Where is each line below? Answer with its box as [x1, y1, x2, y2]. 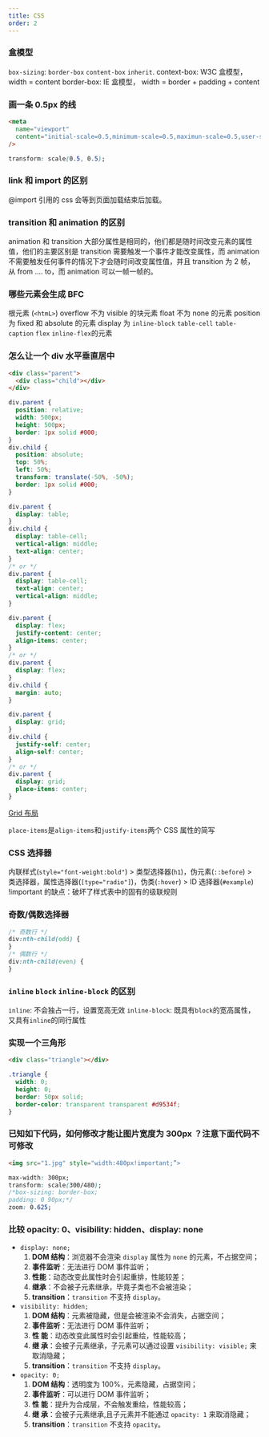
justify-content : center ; [15, 629, 102, 637]
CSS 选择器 [8, 847, 52, 859]
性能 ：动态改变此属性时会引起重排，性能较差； [31, 1273, 187, 1282]
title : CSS [8, 11, 45, 20]
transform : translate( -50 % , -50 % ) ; [15, 473, 134, 481]
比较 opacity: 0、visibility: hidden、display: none [8, 1224, 204, 1235]
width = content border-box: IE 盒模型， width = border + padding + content [8, 77, 260, 87]
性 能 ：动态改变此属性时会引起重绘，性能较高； [31, 1331, 188, 1341]
